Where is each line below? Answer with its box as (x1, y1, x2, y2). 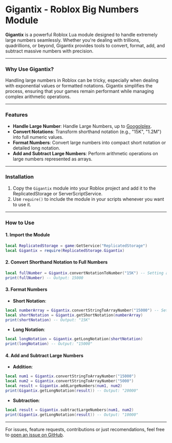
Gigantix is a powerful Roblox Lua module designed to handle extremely (5, 31, 158, 38)
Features (5, 112, 28, 119)
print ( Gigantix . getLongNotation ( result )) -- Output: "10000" (5, 412, 139, 417)
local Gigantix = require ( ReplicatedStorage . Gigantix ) (5, 248, 125, 253)
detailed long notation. (12, 145, 60, 151)
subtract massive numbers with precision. (5, 48, 94, 54)
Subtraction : (12, 397, 40, 403)
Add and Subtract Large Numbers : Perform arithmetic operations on (12, 150, 158, 156)
